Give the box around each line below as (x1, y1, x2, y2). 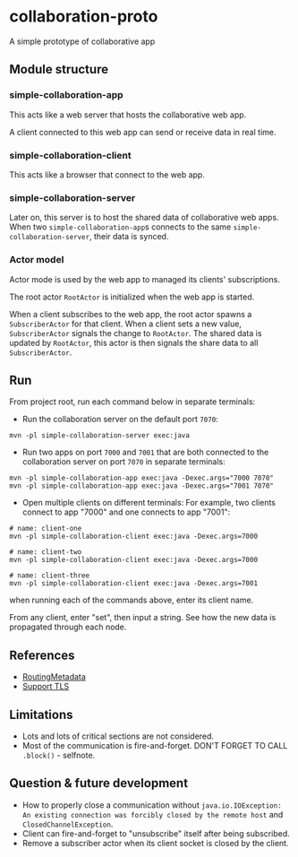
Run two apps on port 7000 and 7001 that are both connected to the (21, 446, 269, 458)
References (9, 647, 75, 662)
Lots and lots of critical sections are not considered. (21, 731, 215, 741)
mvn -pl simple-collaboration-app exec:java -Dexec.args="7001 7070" (9, 481, 275, 490)
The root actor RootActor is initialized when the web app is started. (9, 291, 255, 302)
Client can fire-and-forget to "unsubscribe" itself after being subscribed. (21, 827, 291, 839)
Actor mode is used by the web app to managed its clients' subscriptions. (9, 273, 280, 284)
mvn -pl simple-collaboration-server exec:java (9, 431, 191, 440)
